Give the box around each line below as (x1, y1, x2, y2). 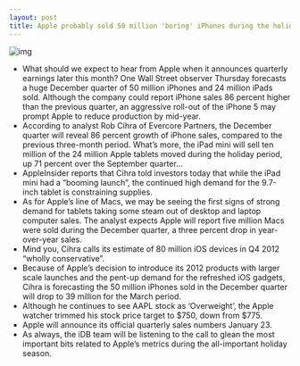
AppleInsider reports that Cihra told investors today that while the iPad (21, 167, 281, 179)
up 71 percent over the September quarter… (21, 158, 183, 169)
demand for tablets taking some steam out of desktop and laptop (21, 205, 262, 216)
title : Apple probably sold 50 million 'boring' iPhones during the (9, 21, 270, 30)
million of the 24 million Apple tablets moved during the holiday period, (21, 148, 283, 159)
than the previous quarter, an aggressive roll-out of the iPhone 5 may (21, 101, 277, 112)
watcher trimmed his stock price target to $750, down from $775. (21, 310, 263, 320)
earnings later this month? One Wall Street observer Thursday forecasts (21, 72, 287, 83)
